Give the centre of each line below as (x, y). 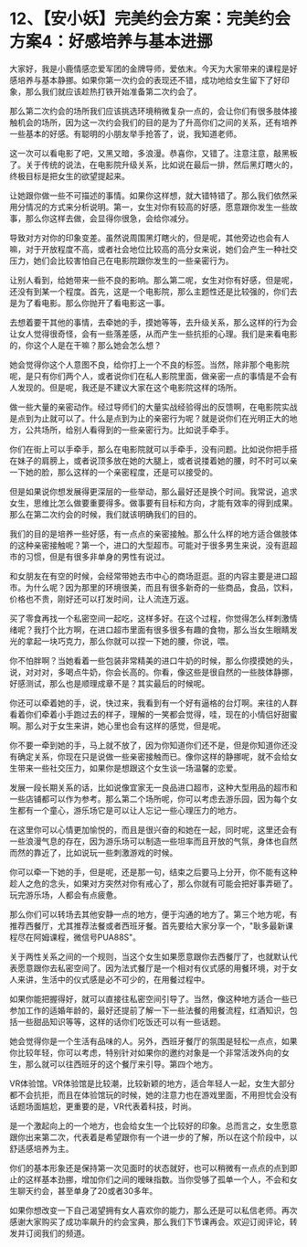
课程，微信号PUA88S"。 (95, 937)
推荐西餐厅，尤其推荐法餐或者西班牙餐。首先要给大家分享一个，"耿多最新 (148, 925)
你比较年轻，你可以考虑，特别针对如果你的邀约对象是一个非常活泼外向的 (145, 1052)
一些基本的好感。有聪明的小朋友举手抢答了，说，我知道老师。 (126, 133)
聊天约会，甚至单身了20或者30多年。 (87, 1190)
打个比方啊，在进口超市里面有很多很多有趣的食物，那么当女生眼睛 (165, 629)
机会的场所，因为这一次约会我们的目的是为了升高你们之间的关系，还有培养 (157, 122)
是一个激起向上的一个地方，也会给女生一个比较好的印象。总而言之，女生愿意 (153, 1125)
